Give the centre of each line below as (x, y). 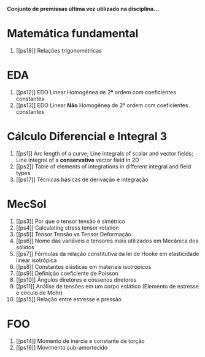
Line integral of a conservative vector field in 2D (78, 160)
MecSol (27, 204)
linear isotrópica (36, 260)
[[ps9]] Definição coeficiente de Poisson (67, 273)
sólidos (25, 247)
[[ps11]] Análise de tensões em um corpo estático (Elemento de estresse (107, 286)
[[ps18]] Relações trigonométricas (59, 50)
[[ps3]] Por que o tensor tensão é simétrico (70, 221)
